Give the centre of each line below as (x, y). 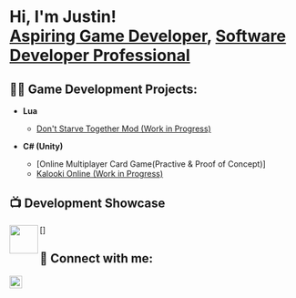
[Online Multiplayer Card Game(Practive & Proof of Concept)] (151, 164)
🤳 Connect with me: (96, 258)
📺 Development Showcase (87, 204)
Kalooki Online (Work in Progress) (100, 174)
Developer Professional (100, 56)
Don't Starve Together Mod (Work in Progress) (123, 128)
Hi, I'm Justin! (63, 17)
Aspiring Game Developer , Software (148, 36)
